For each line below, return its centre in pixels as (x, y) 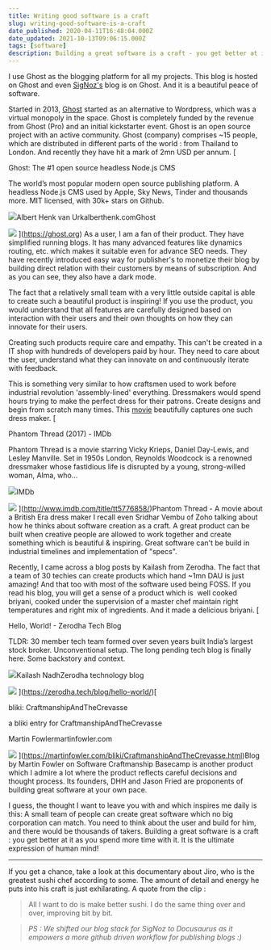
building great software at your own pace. (78, 790)
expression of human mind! (54, 848)
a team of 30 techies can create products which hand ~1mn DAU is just (126, 576)
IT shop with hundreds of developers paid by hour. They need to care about (134, 351)
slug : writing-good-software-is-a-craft (77, 23)
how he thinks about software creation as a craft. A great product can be (129, 525)
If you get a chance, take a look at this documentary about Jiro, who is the (132, 872)
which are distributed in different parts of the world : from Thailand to (123, 143)
